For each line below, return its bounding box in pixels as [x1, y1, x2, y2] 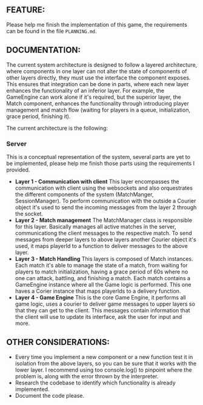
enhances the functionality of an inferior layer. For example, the [6, 87, 165, 94]
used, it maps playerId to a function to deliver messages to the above [15, 242, 188, 249]
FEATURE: [6, 5, 45, 15]
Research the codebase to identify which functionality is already [15, 379, 176, 386]
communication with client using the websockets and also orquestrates [15, 184, 193, 192]
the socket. [15, 210, 44, 217]
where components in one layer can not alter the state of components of [6, 67, 187, 75]
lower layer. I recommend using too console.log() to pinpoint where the [15, 366, 192, 373]
